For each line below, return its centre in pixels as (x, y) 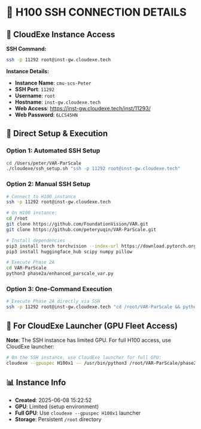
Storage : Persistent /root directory (58, 419)
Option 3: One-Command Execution (59, 289)
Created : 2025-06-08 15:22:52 (53, 400)
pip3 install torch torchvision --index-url (63, 246)
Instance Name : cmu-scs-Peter (53, 83)
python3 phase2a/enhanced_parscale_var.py (60, 274)
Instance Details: (28, 71)
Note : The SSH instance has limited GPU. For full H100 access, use (89, 340)
